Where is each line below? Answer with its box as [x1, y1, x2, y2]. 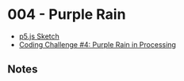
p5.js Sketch [18, 31, 60, 41]
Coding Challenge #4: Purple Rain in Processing [18, 39, 176, 49]
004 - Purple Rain [7, 6, 126, 24]
